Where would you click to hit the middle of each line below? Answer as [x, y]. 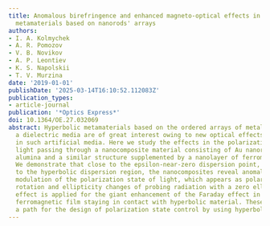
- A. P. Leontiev [37, 61]
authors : [23, 30]
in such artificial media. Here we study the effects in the [120, 142]
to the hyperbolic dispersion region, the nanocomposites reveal [127, 172]
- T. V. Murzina [35, 75]
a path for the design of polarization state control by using [123, 209]
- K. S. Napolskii [39, 68]
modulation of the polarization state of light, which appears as [129, 180]
